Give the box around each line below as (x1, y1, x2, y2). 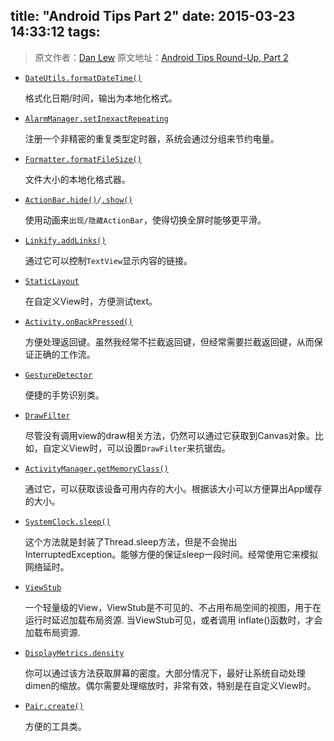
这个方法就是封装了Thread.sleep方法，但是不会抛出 (24, 535, 238, 548)
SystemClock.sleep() (24, 517, 111, 527)
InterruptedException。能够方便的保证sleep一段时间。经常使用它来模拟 (24, 548, 319, 560)
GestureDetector (24, 370, 93, 380)
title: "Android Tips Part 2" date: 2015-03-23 (10, 8, 296, 25)
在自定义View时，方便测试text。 (24, 295, 158, 307)
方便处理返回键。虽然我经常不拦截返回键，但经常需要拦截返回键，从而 (24, 335, 315, 348)
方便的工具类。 (24, 720, 87, 732)
